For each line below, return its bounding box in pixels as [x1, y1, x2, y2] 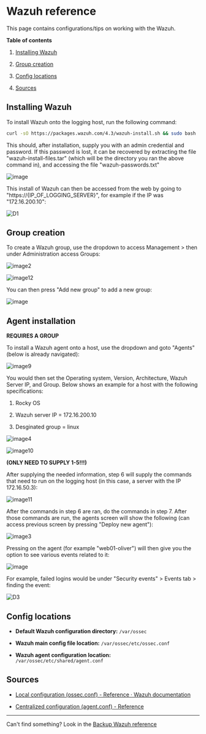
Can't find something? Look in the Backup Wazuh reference [6, 720, 158, 728]
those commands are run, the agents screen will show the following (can [6, 515, 190, 522]
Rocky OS [15, 400, 41, 407]
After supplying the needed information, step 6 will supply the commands [6, 471, 192, 478]
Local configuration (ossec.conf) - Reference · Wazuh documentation [15, 690, 191, 698]
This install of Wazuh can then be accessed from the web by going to [6, 184, 182, 192]
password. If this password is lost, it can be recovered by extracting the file [6, 148, 196, 155]
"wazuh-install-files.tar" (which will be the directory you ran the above [6, 154, 184, 162]
